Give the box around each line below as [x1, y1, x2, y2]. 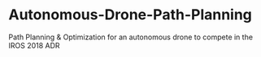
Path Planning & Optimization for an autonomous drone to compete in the [8, 32, 254, 42]
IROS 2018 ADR [8, 40, 60, 50]
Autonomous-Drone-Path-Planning [8, 6, 252, 24]
